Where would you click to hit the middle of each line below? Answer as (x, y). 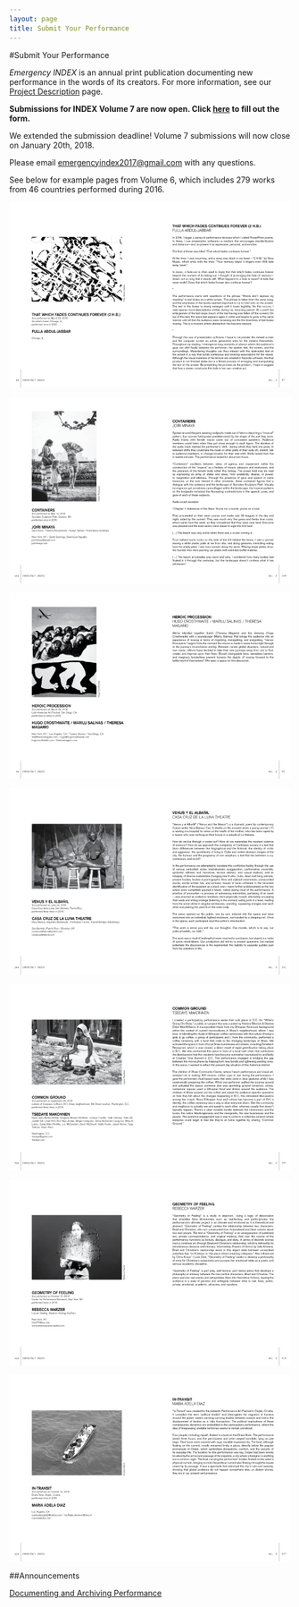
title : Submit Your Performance (69, 28)
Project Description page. (56, 91)
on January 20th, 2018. (52, 145)
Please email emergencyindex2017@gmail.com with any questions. (133, 162)
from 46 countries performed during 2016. (87, 189)
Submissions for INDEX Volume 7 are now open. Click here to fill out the (144, 108)
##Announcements (45, 1576)
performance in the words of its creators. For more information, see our (141, 81)
